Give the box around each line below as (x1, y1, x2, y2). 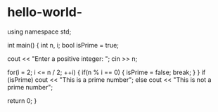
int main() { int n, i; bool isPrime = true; (7, 41, 120, 49)
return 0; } (7, 96, 37, 105)
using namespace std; (7, 27, 72, 36)
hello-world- (7, 4, 83, 20)
